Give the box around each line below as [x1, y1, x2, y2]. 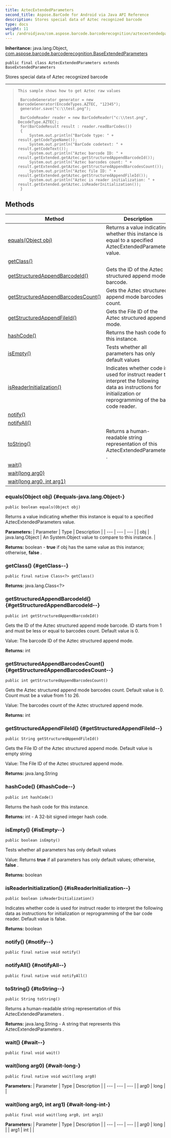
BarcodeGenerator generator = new [20, 97, 94, 102]
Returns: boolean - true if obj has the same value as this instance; [5, 544, 145, 550]
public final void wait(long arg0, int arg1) [5, 1112, 103, 1118]
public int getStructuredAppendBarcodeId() [5, 613, 99, 619]
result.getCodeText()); [17, 146, 69, 151]
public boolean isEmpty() [5, 838, 60, 843]
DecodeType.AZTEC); [17, 120, 60, 125]
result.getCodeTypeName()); [17, 137, 77, 143]
